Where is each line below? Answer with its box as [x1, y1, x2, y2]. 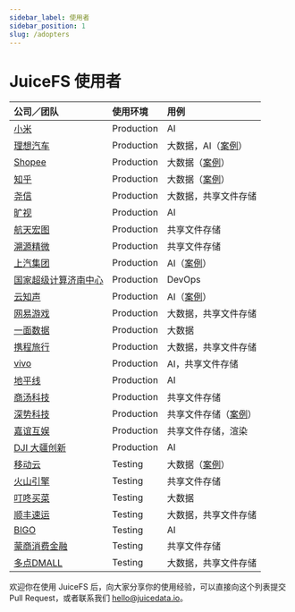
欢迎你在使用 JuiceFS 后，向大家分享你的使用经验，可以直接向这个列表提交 [9, 582, 286, 592]
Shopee [13, 156, 46, 168]
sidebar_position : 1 [9, 21, 87, 30]
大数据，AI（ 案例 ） [166, 140, 248, 152]
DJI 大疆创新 [13, 442, 67, 455]
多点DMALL [13, 557, 63, 569]
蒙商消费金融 [13, 540, 69, 553]
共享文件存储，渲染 [166, 425, 249, 438]
